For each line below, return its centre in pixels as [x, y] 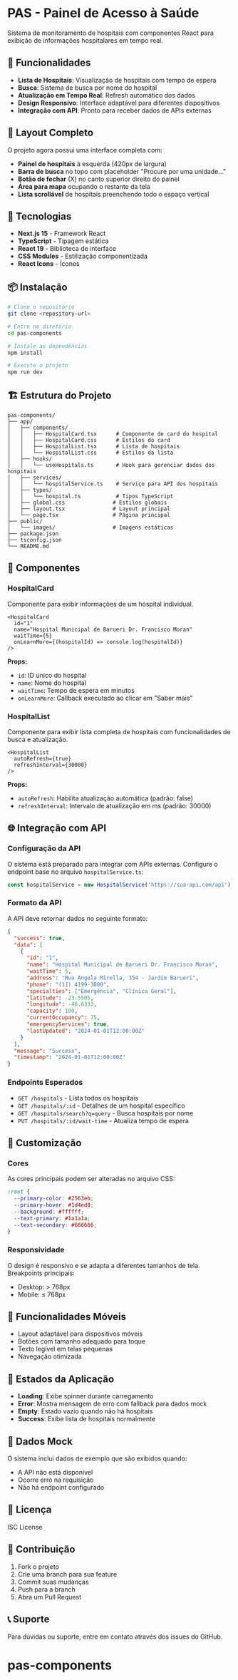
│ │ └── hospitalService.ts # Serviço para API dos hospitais [113, 484]
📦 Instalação [37, 287]
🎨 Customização [45, 1143]
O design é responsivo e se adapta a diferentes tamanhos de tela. [104, 1265]
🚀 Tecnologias [40, 216]
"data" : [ [28, 945]
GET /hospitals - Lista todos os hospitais [78, 1098]
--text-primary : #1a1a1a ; [52, 1218]
